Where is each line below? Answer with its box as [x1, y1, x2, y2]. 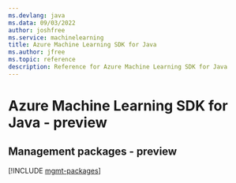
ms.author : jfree [8, 48, 66, 56]
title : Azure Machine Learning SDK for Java [8, 41, 157, 49]
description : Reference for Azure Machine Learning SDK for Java [8, 63, 227, 71]
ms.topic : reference [8, 56, 77, 64]
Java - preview [8, 114, 108, 131]
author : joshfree [8, 26, 66, 34]
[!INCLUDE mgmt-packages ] [8, 166, 101, 175]
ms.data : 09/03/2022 [8, 19, 77, 27]
